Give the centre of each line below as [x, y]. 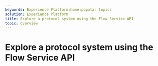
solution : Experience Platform [37, 14]
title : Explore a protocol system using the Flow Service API [69, 19]
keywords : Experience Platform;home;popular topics [58, 10]
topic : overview [21, 23]
